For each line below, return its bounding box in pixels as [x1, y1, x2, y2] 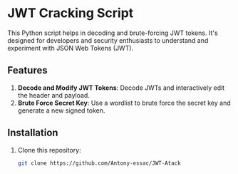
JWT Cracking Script [7, 5, 134, 21]
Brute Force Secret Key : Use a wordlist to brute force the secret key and [17, 98, 232, 107]
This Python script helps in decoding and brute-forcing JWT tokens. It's [7, 29, 219, 37]
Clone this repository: [17, 145, 81, 154]
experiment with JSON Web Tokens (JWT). [7, 43, 134, 52]
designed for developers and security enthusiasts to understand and [7, 36, 209, 44]
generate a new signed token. [17, 106, 105, 115]
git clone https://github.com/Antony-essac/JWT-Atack [17, 159, 181, 167]
